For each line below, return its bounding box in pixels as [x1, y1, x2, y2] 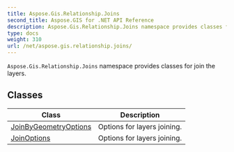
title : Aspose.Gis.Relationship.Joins [7, 10, 120, 17]
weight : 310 [7, 36, 42, 43]
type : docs [7, 29, 39, 37]
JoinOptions [10, 133, 51, 143]
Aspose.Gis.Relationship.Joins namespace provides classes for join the [7, 62, 216, 70]
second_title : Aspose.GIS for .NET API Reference [7, 17, 155, 24]
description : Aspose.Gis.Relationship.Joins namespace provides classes [7, 23, 223, 30]
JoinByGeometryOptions [10, 121, 92, 131]
